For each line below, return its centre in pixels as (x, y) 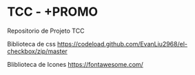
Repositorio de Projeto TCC (46, 31)
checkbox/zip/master (37, 51)
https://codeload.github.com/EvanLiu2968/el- (123, 44)
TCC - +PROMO (53, 12)
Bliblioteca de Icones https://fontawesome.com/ (75, 64)
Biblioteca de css (32, 44)
